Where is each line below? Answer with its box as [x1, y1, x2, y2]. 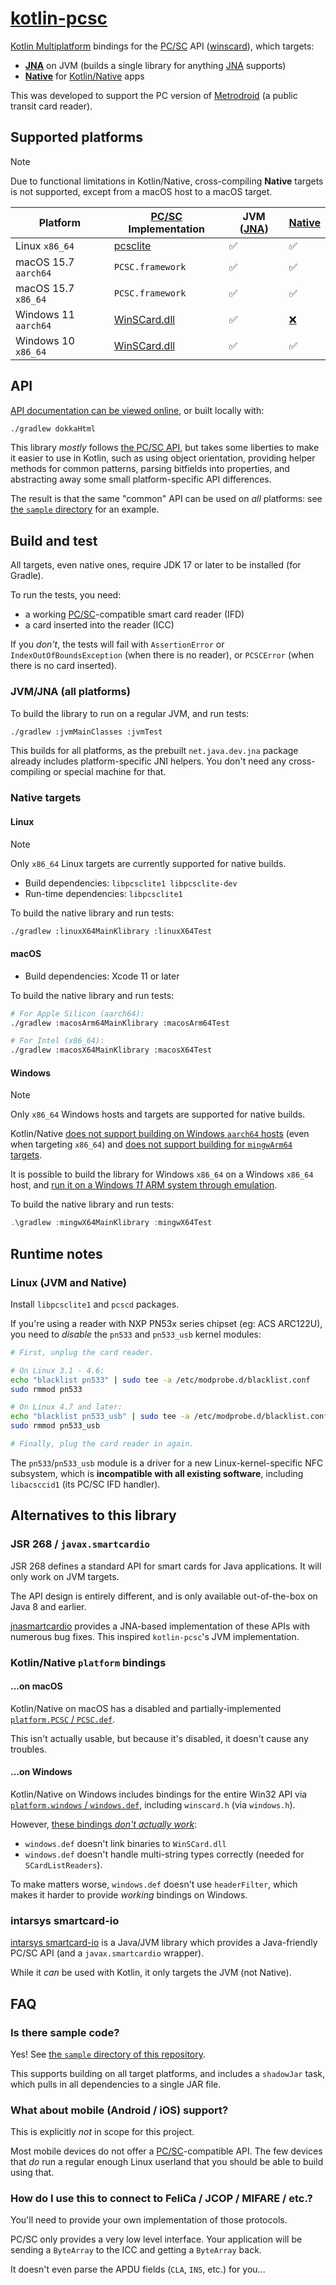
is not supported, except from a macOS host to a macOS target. [10, 185, 273, 197]
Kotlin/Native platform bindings [10, 1655, 167, 1669]
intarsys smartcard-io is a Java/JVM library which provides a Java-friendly [10, 1937, 318, 1949]
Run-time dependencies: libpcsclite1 [24, 887, 183, 899]
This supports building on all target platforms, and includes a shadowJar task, [10, 2067, 326, 2079]
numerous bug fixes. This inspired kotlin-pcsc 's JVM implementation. [10, 1630, 300, 1642]
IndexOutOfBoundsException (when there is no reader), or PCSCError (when [10, 649, 315, 661]
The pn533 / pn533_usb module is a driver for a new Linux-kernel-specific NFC [10, 1457, 324, 1469]
